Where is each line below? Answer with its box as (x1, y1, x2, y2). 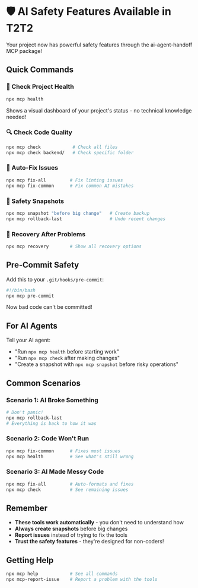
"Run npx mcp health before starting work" (14, 348, 120, 355)
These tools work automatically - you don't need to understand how (14, 519, 184, 526)
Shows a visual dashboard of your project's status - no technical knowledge (6, 107, 192, 114)
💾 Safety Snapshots (6, 197, 64, 205)
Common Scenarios (6, 378, 81, 388)
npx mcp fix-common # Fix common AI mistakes (6, 183, 134, 189)
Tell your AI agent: (6, 337, 51, 344)
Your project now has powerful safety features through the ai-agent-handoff (6, 41, 193, 48)
